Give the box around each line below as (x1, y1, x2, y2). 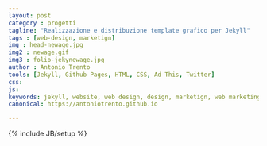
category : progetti (8, 19, 77, 27)
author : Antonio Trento (8, 63, 91, 71)
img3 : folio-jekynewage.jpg (8, 56, 105, 64)
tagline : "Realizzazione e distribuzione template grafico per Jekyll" (8, 26, 250, 34)
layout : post (8, 11, 52, 20)
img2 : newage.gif (8, 48, 69, 56)
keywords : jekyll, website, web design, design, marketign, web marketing (8, 93, 261, 101)
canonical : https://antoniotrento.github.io (8, 100, 158, 108)
